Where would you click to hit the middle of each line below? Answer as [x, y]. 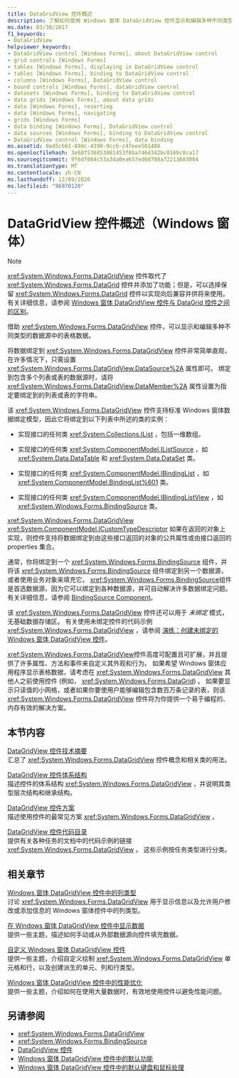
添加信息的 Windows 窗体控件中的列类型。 [82, 910]
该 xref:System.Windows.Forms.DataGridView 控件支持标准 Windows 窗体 [116, 411]
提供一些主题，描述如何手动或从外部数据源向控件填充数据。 [95, 934]
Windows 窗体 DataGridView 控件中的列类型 [72, 892]
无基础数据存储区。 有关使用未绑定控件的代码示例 [80, 622]
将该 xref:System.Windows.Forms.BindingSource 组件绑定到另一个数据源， [117, 571]
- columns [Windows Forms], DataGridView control [83, 80]
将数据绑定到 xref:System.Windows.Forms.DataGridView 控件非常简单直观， [119, 351]
